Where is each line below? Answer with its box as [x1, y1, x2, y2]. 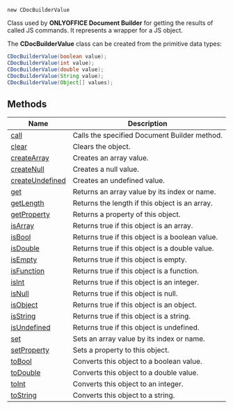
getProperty [10, 209, 50, 219]
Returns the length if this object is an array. [72, 198, 214, 208]
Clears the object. [72, 142, 131, 152]
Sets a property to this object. [72, 345, 170, 355]
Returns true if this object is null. [72, 289, 178, 298]
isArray [10, 221, 35, 231]
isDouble [10, 243, 40, 253]
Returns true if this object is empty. [72, 255, 187, 264]
